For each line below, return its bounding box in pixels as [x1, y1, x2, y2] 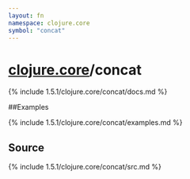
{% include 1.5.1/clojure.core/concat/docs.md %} [8, 87, 168, 96]
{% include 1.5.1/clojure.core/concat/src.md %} [8, 162, 162, 172]
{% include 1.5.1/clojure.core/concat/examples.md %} [8, 118, 183, 127]
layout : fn [8, 11, 44, 20]
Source [8, 141, 45, 154]
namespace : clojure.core [8, 19, 90, 27]
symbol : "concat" [8, 26, 66, 34]
